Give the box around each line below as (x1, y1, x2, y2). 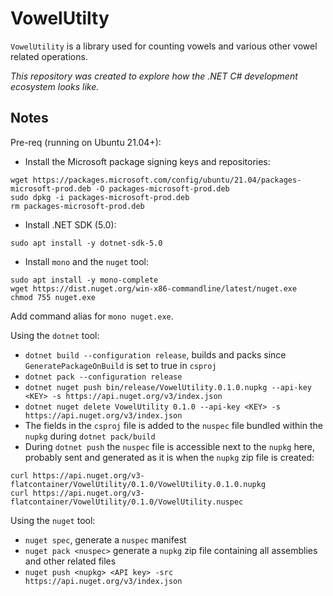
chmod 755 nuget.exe (10, 292, 97, 302)
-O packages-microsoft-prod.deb (95, 183, 230, 194)
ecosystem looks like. (10, 80, 100, 92)
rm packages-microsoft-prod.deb (10, 201, 145, 211)
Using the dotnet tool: (10, 329, 100, 341)
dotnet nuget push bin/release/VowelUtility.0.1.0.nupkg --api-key (24, 382, 312, 392)
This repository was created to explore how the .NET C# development (10, 70, 298, 82)
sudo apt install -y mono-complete (10, 275, 159, 285)
